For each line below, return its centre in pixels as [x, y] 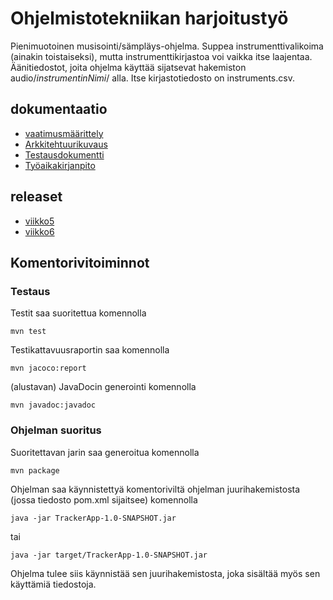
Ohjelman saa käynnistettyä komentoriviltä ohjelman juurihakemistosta [155, 489]
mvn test [28, 332]
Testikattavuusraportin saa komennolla [90, 350]
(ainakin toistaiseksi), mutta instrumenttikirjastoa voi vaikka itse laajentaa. [161, 56]
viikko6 [39, 231]
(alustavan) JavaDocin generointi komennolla [103, 387]
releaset [36, 197]
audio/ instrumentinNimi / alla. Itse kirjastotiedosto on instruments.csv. [152, 78]
